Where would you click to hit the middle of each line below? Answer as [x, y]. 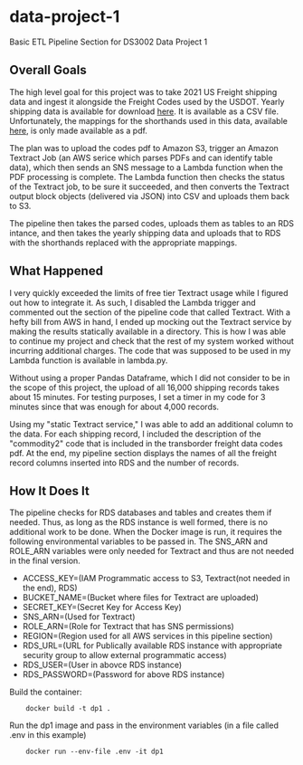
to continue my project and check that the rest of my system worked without [151, 340]
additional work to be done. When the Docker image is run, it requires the [146, 532]
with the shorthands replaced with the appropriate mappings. [123, 243]
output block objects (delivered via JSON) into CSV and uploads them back [150, 196]
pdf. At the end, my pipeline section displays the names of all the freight [143, 453]
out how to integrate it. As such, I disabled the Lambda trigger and [133, 302]
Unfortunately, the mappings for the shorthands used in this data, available [148, 120]
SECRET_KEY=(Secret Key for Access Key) [102, 607]
